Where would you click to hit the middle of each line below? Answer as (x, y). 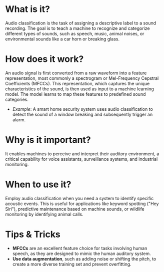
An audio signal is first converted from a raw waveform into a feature (76, 73)
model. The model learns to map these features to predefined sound (75, 94)
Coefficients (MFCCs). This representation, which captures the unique (77, 83)
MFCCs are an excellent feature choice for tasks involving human (80, 248)
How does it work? (44, 59)
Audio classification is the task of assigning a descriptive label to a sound (81, 23)
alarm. (19, 120)
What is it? (28, 9)
